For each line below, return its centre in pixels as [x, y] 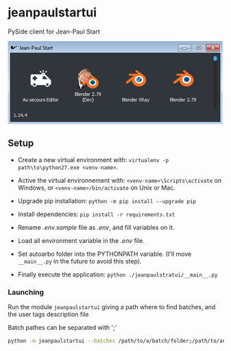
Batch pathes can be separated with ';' [62, 328]
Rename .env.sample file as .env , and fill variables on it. [96, 227]
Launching [26, 292]
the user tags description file [48, 314]
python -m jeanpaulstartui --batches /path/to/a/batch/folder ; [100, 341]
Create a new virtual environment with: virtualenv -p [93, 159]
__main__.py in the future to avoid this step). [80, 261]
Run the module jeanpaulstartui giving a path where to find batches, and [112, 307]
